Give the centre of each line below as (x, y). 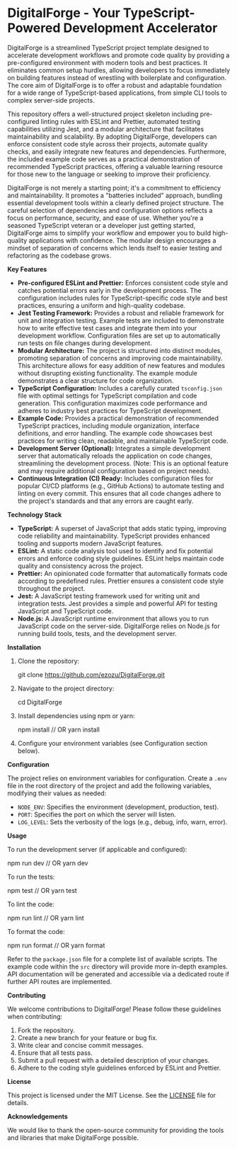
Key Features (27, 269)
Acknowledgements (38, 1116)
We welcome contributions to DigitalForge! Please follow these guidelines (114, 1009)
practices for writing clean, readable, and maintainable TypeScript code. (123, 441)
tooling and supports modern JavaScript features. (90, 543)
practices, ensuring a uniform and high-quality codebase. (102, 305)
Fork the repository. (46, 1030)
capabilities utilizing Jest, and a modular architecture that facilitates (106, 129)
